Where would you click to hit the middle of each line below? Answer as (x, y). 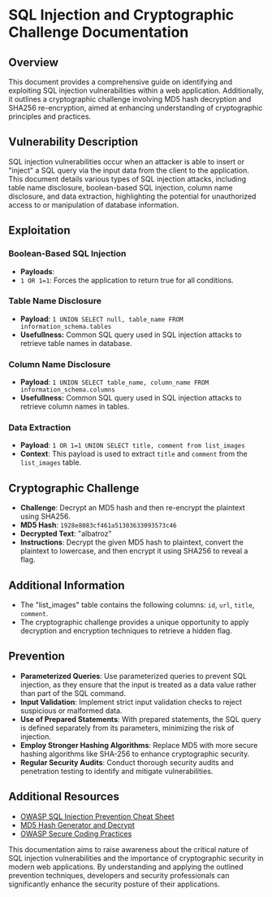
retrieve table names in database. (76, 343)
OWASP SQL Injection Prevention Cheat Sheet (97, 816)
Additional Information (67, 585)
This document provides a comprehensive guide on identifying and (121, 82)
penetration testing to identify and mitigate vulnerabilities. (117, 771)
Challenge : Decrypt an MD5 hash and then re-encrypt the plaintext (132, 508)
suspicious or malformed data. (71, 711)
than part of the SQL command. (73, 693)
